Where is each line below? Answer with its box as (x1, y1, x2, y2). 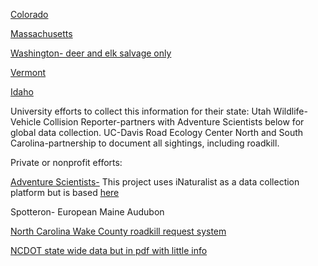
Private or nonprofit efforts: (10, 157, 123, 168)
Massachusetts (10, 28, 73, 39)
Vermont (10, 67, 47, 78)
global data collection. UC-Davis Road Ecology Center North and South (10, 127, 304, 138)
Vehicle (10, 116, 42, 128)
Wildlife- (273, 105, 308, 117)
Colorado (10, 9, 49, 20)
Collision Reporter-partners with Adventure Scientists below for (43, 116, 305, 128)
